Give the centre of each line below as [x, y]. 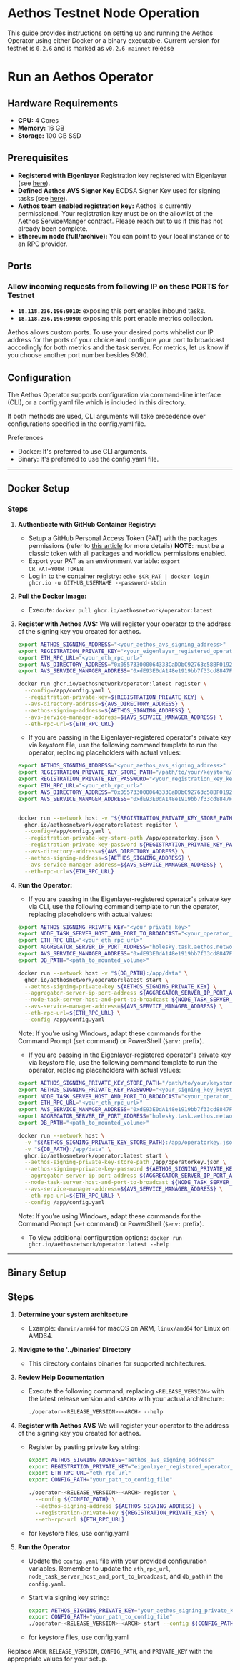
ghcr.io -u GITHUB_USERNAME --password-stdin [97, 583]
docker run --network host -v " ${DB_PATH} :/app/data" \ [102, 973]
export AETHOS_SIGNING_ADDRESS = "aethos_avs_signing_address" [121, 1460]
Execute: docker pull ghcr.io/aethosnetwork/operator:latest [120, 610]
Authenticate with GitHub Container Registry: [87, 524]
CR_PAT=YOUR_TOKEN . [57, 568]
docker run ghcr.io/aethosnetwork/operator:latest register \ [112, 684]
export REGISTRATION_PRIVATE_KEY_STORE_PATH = [86, 772]
